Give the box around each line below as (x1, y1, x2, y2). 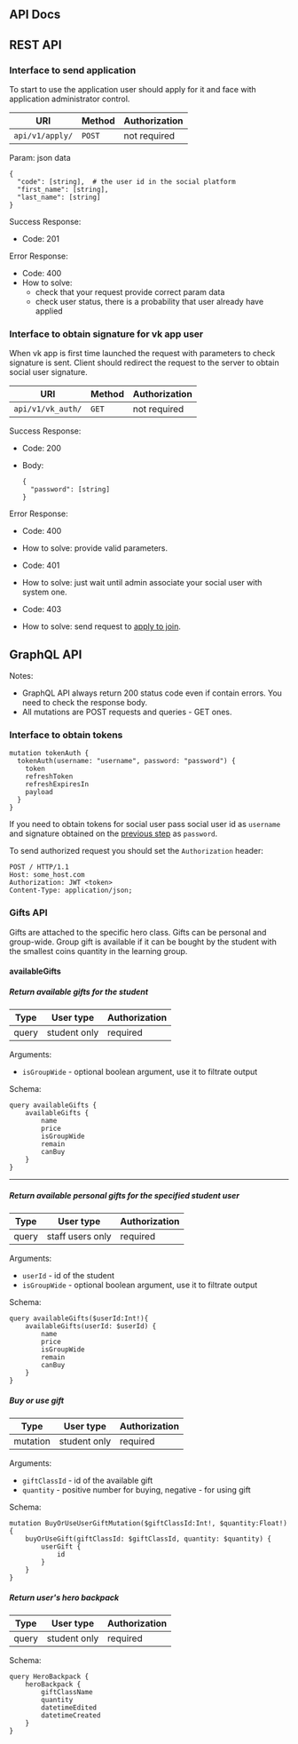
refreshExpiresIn (25, 780, 90, 789)
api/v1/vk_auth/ (13, 404, 82, 414)
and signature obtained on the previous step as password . (9, 828, 218, 839)
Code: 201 (21, 234, 60, 244)
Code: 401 (21, 560, 60, 571)
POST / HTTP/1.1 (9, 863, 69, 872)
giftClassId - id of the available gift (21, 1475, 153, 1486)
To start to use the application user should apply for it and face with (9, 84, 257, 95)
